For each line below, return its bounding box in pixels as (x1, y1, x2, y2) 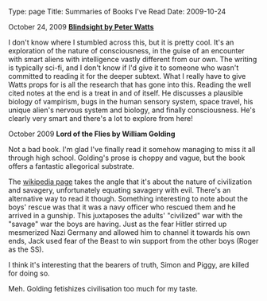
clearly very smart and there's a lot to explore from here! (8, 114, 193, 123)
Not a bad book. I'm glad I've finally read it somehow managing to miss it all (8, 145, 256, 154)
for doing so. (8, 268, 50, 278)
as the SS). (8, 244, 44, 254)
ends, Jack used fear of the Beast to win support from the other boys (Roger (8, 236, 259, 245)
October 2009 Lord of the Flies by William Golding (8, 129, 176, 139)
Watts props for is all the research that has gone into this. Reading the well (8, 80, 252, 89)
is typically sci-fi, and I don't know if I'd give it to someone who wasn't (8, 63, 239, 72)
